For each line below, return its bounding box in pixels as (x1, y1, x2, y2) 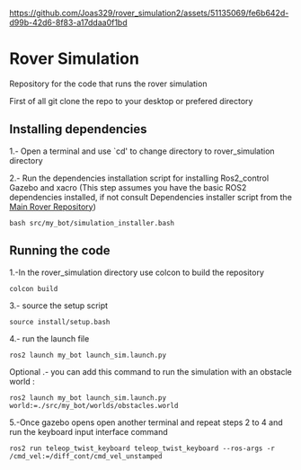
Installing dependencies (9, 121, 147, 137)
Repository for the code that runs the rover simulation (9, 78, 208, 89)
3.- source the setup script (9, 300, 109, 311)
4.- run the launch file (9, 333, 90, 344)
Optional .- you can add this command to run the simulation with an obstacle (9, 366, 292, 377)
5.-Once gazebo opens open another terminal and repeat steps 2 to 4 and (9, 417, 283, 428)
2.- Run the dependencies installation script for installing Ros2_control (9, 173, 270, 183)
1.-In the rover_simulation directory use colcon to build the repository (9, 267, 265, 278)
